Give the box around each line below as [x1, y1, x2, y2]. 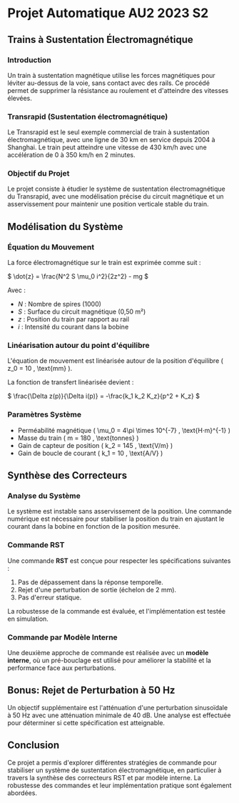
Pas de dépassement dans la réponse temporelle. [17, 577, 164, 587]
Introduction [7, 55, 51, 65]
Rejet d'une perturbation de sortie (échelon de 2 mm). [17, 585, 177, 594]
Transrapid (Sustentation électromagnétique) [7, 111, 168, 121]
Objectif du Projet [7, 169, 70, 179]
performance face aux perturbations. [7, 664, 116, 672]
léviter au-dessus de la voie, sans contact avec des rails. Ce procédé [7, 79, 210, 87]
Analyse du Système [7, 491, 81, 501]
